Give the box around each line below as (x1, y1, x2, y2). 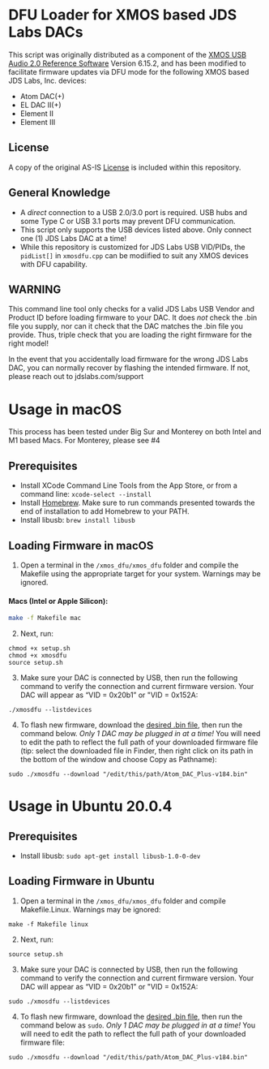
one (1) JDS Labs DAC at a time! (19, 233, 127, 243)
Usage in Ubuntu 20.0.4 (8, 797, 173, 816)
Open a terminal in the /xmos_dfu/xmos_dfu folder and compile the (19, 560, 239, 570)
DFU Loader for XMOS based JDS (8, 6, 237, 24)
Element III (19, 117, 56, 127)
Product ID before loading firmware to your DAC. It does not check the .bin (8, 313, 258, 322)
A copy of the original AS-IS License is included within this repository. (8, 162, 241, 172)
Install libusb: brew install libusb (19, 515, 136, 525)
